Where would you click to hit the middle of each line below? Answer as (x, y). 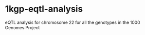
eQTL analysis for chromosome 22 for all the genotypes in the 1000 (72, 22)
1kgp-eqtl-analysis (44, 9)
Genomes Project (22, 27)
